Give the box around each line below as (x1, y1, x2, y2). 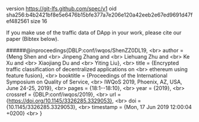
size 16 (30, 18, 48, 24)
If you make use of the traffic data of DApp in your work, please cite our (6, 29, 182, 36)
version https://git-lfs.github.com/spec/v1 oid (6, 5, 117, 12)
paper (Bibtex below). (6, 36, 59, 42)
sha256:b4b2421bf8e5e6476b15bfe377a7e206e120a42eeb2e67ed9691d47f (6, 11, 193, 18)
